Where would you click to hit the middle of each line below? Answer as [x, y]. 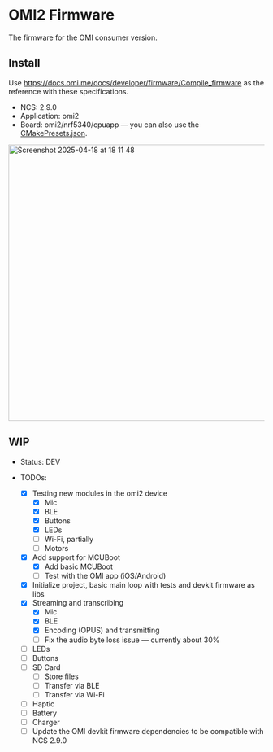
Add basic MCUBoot [79, 566]
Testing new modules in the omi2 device [100, 493]
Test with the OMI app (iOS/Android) [105, 576]
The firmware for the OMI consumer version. [83, 37]
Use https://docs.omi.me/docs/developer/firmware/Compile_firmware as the [136, 82]
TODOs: [33, 477]
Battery [45, 713]
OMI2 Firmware [62, 15]
